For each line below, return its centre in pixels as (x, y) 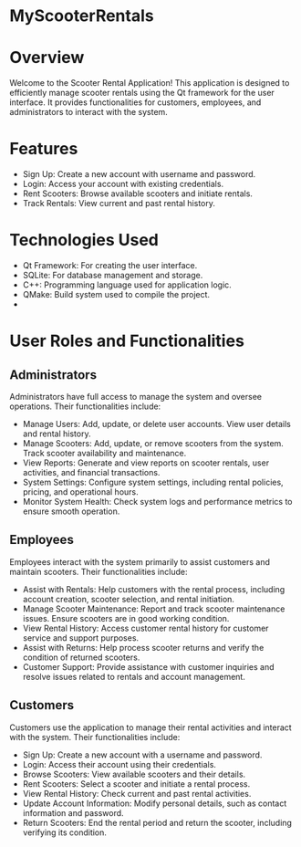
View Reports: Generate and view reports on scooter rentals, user (146, 463)
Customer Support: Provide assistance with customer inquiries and (149, 666)
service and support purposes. (81, 638)
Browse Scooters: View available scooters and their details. (134, 774)
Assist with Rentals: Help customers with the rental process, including (154, 589)
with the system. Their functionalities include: (95, 737)
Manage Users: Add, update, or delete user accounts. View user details (157, 424)
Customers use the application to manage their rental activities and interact (150, 727)
